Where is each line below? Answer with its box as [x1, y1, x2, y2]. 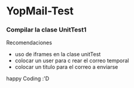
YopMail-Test [6, 4, 74, 18]
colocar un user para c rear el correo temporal [14, 57, 129, 64]
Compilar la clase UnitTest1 [6, 26, 87, 34]
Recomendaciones [6, 39, 53, 46]
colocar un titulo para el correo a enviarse [14, 63, 118, 71]
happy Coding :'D [6, 75, 50, 82]
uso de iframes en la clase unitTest [14, 51, 101, 58]
